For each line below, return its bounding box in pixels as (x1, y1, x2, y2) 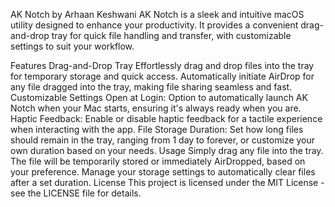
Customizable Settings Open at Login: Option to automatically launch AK (10, 92, 308, 103)
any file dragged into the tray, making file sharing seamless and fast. (10, 81, 293, 93)
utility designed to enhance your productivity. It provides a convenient (10, 19, 299, 31)
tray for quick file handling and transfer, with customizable (51, 30, 292, 41)
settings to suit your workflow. (10, 40, 135, 52)
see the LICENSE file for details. (10, 187, 142, 199)
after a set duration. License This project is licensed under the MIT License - (10, 177, 325, 188)
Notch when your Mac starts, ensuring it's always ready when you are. (10, 102, 302, 114)
